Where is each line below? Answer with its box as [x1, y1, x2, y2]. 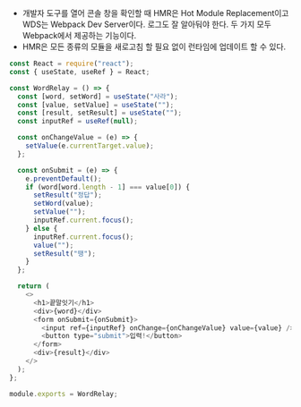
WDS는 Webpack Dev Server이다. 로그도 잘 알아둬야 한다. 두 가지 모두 [21, 19, 271, 30]
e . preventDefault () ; [25, 174, 102, 183]
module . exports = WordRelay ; [9, 389, 118, 398]
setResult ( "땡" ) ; [32, 249, 97, 258]
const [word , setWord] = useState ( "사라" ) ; [17, 92, 179, 101]
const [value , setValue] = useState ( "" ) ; [17, 100, 175, 109]
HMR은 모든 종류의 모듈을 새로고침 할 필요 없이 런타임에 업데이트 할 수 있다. [21, 41, 287, 52]
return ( [17, 282, 50, 291]
